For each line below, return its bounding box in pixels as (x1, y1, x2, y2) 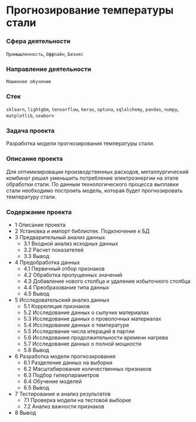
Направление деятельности (6, 65, 92, 74)
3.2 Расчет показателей (23, 246, 84, 253)
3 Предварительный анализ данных (14, 233, 105, 240)
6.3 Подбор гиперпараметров (23, 371, 99, 378)
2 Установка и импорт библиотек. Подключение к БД (14, 228, 150, 235)
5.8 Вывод (23, 346, 50, 354)
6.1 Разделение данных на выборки (23, 359, 113, 366)
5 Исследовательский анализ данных (14, 296, 110, 304)
